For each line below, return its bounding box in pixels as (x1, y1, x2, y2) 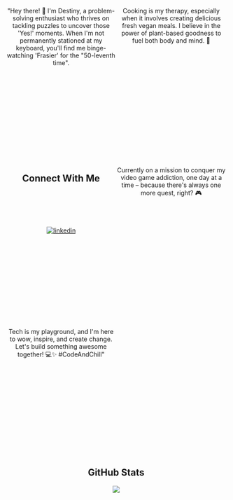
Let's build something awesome (15, 342, 107, 350)
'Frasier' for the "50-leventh (34, 51, 115, 60)
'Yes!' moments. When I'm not (17, 29, 105, 37)
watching (6, 51, 34, 60)
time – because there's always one (121, 181, 221, 189)
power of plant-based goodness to (120, 29, 222, 37)
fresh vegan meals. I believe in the (122, 22, 221, 29)
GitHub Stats (87, 466, 145, 479)
